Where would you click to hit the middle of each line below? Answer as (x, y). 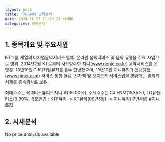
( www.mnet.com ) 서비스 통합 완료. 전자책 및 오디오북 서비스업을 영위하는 (76, 76)
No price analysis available (32, 134)
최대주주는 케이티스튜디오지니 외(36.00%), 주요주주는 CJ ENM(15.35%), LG (79, 93)
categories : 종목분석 (25, 23)
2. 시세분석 (21, 122)
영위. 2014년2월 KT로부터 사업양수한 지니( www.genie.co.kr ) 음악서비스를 (81, 64)
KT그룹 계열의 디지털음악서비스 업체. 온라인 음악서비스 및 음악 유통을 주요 (76, 58)
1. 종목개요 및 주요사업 (37, 45)
